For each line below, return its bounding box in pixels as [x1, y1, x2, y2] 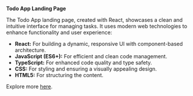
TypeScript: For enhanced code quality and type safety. [14, 59, 152, 66]
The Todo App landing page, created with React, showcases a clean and [6, 16, 183, 23]
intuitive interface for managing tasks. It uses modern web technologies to [6, 23, 188, 29]
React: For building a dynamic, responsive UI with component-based [14, 41, 184, 47]
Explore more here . [6, 83, 53, 90]
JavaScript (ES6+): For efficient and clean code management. [14, 53, 168, 59]
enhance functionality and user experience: [6, 29, 112, 36]
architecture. [14, 47, 46, 54]
